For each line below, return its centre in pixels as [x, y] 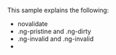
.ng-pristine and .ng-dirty [54, 31]
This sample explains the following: [58, 10]
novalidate [32, 24]
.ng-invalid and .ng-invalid [55, 39]
